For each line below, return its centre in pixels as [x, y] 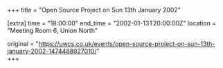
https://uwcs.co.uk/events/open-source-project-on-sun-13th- [127, 44]
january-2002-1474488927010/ [52, 51]
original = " [23, 44]
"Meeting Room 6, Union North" [53, 31]
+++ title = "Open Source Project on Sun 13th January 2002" [94, 10]
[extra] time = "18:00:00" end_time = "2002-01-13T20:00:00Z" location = [112, 23]
